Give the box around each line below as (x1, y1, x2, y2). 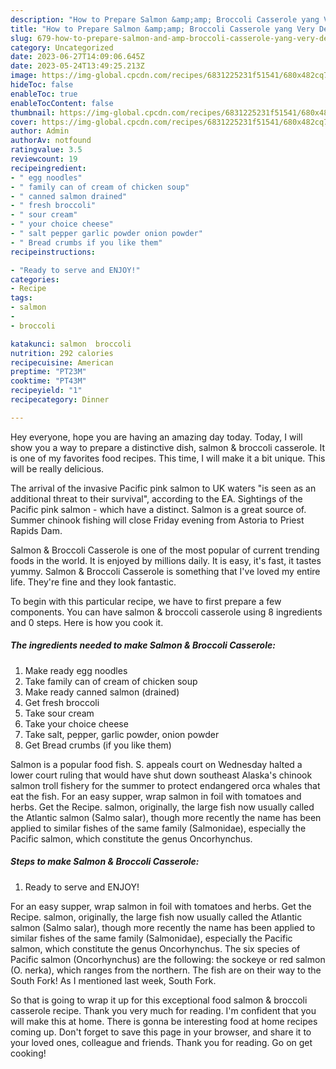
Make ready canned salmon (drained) (24, 686, 180, 698)
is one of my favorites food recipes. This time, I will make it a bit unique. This (10, 452, 326, 464)
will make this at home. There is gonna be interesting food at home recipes (10, 1015, 318, 1027)
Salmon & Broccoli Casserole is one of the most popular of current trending (10, 544, 320, 556)
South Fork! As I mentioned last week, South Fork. (10, 974, 217, 986)
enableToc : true (10, 89, 78, 99)
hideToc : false (10, 80, 74, 90)
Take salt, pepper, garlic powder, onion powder (24, 728, 220, 740)
